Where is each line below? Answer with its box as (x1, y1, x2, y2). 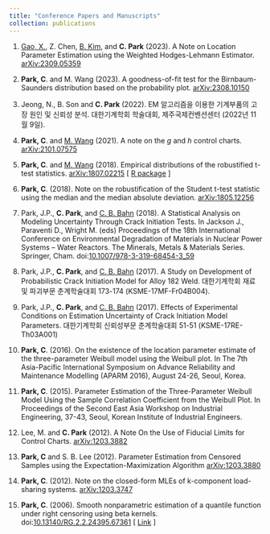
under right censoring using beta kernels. (20, 508, 158, 518)
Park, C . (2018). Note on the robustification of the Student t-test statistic (20, 184, 260, 193)
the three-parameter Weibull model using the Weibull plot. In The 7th (20, 354, 248, 363)
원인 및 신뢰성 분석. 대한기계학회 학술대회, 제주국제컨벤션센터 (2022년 (29, 110, 249, 119)
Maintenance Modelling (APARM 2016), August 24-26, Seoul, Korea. (20, 370, 246, 380)
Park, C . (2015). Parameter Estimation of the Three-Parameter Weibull (20, 386, 252, 395)
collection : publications (9, 19, 96, 27)
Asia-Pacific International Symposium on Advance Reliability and (20, 362, 235, 371)
